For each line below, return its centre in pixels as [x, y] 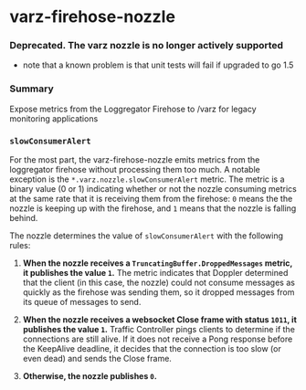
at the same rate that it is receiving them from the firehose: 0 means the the [151, 199]
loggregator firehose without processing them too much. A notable [135, 170]
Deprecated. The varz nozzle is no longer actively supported [147, 46]
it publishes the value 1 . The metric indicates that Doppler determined [155, 273]
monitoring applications [54, 118]
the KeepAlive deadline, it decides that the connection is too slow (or [152, 349]
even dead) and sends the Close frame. [97, 359]
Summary [32, 89]
